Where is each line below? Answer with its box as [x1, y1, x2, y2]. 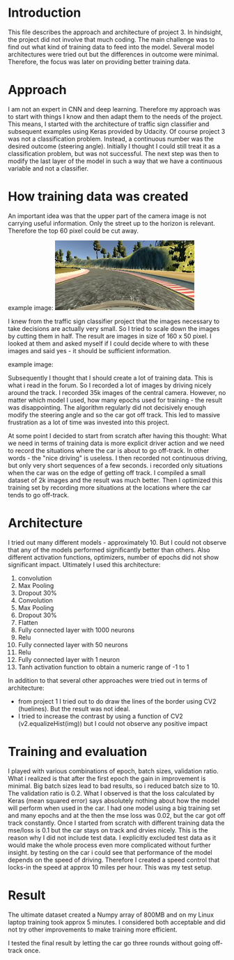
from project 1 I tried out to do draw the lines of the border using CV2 [17, 697, 217, 705]
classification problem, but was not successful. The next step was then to [8, 149, 219, 157]
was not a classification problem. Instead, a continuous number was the [8, 134, 214, 143]
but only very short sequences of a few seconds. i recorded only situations [8, 461, 223, 470]
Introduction [8, 5, 81, 21]
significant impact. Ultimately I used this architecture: [8, 560, 161, 568]
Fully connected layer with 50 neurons [17, 640, 128, 649]
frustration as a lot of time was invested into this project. [8, 418, 170, 426]
